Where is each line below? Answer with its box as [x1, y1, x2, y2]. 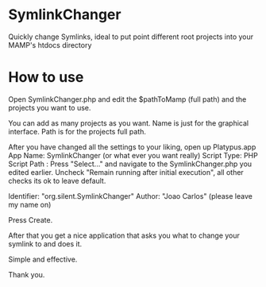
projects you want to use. [8, 103, 91, 112]
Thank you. [8, 270, 45, 279]
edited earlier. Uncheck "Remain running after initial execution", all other [8, 167, 244, 176]
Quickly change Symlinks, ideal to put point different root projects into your [8, 32, 254, 41]
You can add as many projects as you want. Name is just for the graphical [8, 118, 249, 128]
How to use [8, 68, 84, 87]
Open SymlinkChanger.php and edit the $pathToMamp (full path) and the [8, 94, 247, 104]
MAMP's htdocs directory [8, 40, 92, 49]
